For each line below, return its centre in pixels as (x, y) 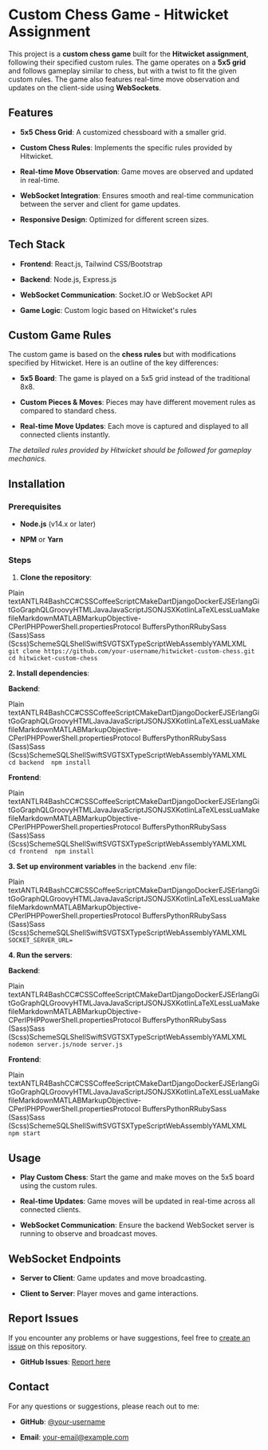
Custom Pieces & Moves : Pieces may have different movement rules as (138, 402)
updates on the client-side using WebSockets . (85, 87)
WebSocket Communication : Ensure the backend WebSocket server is (137, 1225)
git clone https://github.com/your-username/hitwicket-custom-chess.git (132, 652)
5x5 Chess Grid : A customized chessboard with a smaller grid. (123, 132)
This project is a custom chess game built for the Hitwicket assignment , (128, 53)
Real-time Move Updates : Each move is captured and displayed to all (134, 426)
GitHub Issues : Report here (65, 1361)
